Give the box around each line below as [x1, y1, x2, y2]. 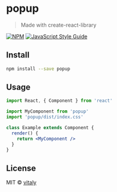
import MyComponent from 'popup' [6, 108, 89, 114]
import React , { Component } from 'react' [6, 98, 113, 104]
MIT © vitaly [6, 179, 37, 186]
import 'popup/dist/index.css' [6, 114, 84, 120]
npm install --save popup [6, 66, 70, 72]
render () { [11, 130, 39, 136]
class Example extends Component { [6, 125, 94, 131]
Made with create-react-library [20, 21, 97, 28]
